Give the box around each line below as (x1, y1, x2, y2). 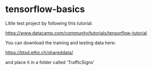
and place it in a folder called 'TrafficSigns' (5, 59, 95, 65)
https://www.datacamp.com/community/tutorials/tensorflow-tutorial (5, 30, 147, 36)
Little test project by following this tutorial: (5, 20, 93, 26)
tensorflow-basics (5, 4, 85, 15)
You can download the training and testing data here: (5, 39, 116, 46)
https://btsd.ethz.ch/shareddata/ (5, 49, 73, 55)
